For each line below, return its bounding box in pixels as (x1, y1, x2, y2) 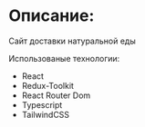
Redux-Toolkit (21, 80, 75, 91)
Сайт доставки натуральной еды (8, 35, 136, 46)
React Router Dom (21, 90, 91, 101)
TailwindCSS (21, 109, 70, 120)
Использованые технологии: (8, 53, 120, 63)
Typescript (21, 99, 63, 110)
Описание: (8, 5, 95, 26)
